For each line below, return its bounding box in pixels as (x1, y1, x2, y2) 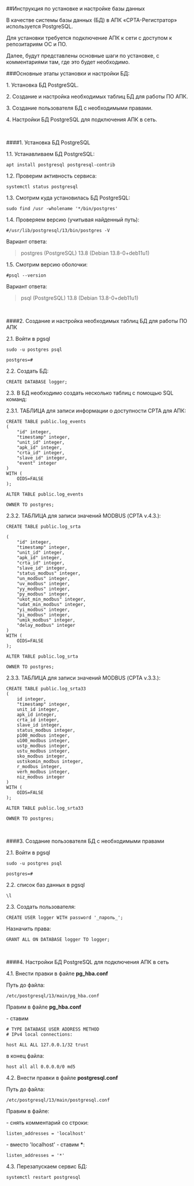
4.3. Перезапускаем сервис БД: (6, 1163, 87, 1170)
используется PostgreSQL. (6, 23, 73, 30)
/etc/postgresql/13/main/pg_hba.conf (6, 993, 100, 999)
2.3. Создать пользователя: (6, 903, 76, 910)
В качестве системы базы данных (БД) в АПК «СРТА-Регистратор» (6, 17, 177, 23)
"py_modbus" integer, (17, 591, 70, 597)
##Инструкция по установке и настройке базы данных (6, 5, 145, 12)
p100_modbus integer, (17, 732, 70, 738)
